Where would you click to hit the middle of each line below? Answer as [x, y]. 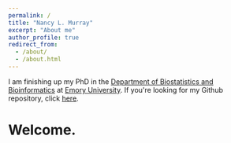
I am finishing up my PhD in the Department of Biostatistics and [111, 81]
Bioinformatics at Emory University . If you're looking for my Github [115, 90]
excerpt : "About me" [42, 30]
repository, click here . [43, 98]
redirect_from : [33, 45]
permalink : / [30, 15]
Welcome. [42, 130]
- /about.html [38, 60]
